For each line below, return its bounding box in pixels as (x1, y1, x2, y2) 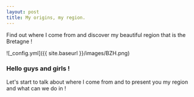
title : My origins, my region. (6, 15, 86, 21)
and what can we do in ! (6, 84, 66, 92)
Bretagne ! (6, 38, 32, 45)
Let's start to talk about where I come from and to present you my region (6, 78, 189, 85)
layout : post (6, 8, 40, 15)
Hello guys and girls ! (6, 64, 70, 73)
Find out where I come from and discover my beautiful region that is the (6, 31, 186, 38)
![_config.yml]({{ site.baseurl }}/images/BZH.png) (6, 49, 130, 56)
